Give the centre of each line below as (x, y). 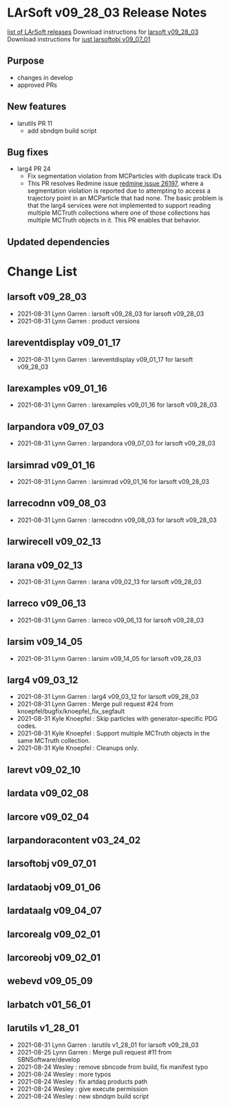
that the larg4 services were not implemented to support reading (119, 206)
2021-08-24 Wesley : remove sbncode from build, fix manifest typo (113, 1067)
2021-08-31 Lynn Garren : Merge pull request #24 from (95, 704)
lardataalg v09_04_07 (54, 911)
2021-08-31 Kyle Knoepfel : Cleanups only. (78, 748)
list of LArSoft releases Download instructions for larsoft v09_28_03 (103, 32)
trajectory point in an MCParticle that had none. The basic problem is (125, 198)
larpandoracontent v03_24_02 (74, 840)
